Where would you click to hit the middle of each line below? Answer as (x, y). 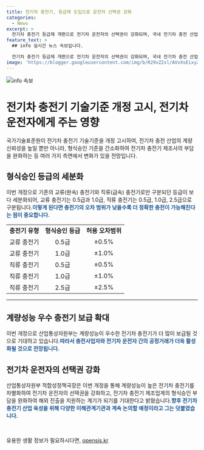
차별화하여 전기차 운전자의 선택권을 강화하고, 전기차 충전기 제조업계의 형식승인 (99, 393)
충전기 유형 (24, 231)
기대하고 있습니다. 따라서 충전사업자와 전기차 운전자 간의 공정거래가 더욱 (101, 341)
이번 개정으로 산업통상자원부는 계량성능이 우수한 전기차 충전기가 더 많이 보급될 (99, 333)
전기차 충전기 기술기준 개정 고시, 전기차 (97, 107)
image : (15, 62)
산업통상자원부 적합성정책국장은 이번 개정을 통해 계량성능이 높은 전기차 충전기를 (100, 385)
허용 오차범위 (104, 231)
